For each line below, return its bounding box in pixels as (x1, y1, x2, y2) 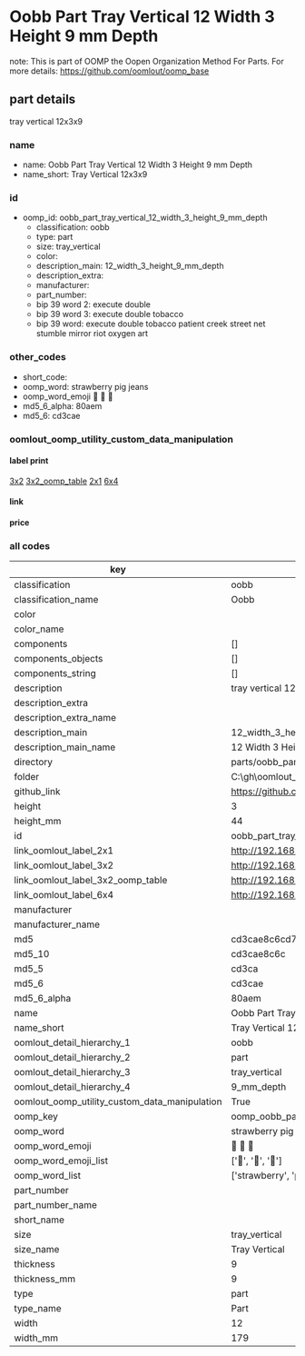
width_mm (14, 1331, 59, 1344)
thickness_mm (14, 1272, 76, 1285)
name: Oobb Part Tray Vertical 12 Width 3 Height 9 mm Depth (22, 159, 252, 170)
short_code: (22, 371, 68, 383)
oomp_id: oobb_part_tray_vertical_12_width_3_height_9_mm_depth (22, 212, 268, 224)
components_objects (14, 653, 103, 665)
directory (14, 756, 53, 769)
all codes (9, 539, 51, 552)
